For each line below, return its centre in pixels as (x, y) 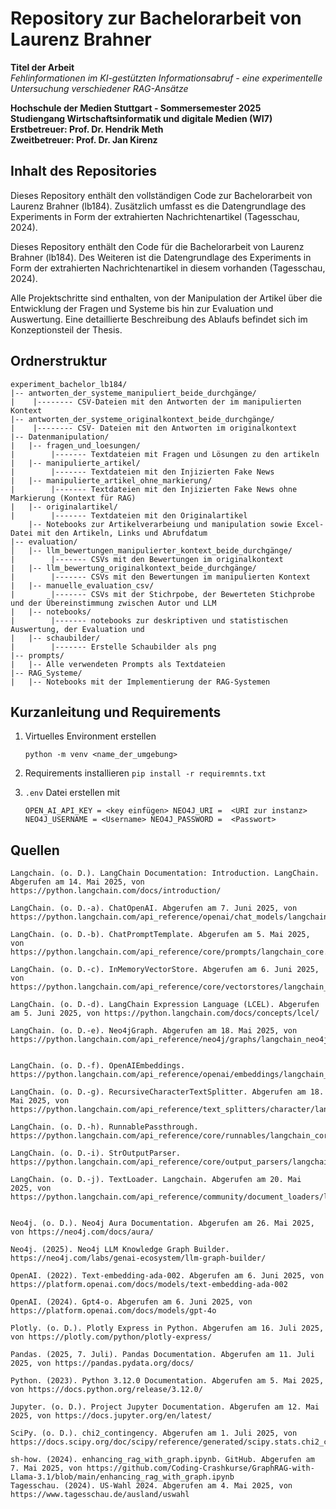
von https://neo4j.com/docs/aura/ (82, 1232)
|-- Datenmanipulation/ (60, 437)
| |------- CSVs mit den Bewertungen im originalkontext (147, 559)
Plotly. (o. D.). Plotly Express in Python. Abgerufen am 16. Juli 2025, (167, 1328)
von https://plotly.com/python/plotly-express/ (111, 1337)
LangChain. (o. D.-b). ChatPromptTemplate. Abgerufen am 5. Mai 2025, (160, 935)
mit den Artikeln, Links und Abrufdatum (122, 533)
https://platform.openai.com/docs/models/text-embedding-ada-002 (149, 1285)
